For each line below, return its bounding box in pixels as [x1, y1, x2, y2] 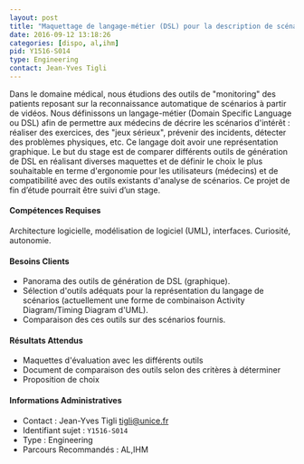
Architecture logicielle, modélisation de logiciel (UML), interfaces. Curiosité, [9, 225, 291, 236]
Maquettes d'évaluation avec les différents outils [22, 355, 204, 366]
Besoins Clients [9, 255, 70, 267]
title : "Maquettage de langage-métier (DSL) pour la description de [9, 22, 273, 31]
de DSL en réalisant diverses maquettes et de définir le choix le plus [9, 156, 263, 166]
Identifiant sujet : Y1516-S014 [22, 424, 128, 435]
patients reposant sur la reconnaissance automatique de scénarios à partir [9, 98, 287, 109]
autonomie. [9, 235, 52, 246]
